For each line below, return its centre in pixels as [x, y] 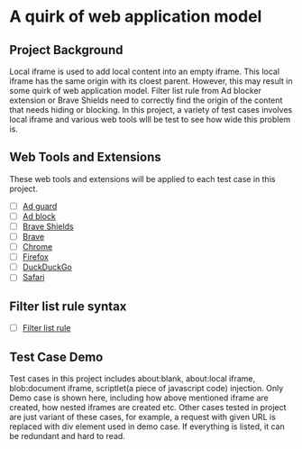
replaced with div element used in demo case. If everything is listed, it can [147, 426]
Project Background [66, 50]
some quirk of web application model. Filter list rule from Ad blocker [135, 91]
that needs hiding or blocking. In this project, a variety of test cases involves [151, 110]
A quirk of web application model [136, 17]
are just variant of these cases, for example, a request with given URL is [143, 417]
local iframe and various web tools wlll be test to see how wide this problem [150, 119]
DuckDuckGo [47, 267]
